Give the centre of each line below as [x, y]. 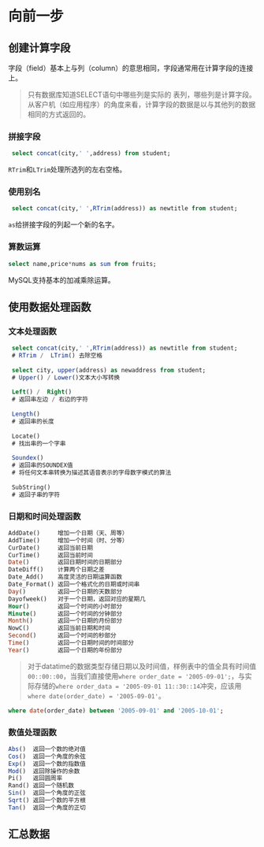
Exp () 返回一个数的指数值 [47, 764]
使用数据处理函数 [50, 307]
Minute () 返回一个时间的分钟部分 [65, 614]
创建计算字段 [39, 48]
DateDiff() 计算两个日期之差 [56, 570]
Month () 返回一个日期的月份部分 [65, 621]
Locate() [26, 436]
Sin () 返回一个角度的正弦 [47, 793]
